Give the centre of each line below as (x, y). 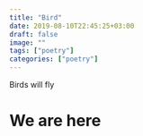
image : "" (28, 42)
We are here (55, 121)
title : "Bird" (36, 17)
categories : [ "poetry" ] (54, 59)
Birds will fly (32, 85)
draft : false (34, 34)
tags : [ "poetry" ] (42, 51)
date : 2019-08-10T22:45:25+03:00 (72, 26)
